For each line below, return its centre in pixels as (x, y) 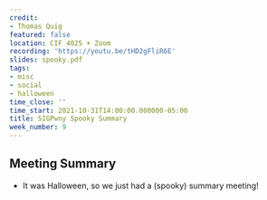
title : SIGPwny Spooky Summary (68, 119)
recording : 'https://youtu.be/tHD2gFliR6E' (93, 52)
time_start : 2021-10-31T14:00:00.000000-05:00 (99, 110)
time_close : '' (38, 102)
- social (26, 85)
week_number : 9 (38, 128)
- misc (22, 77)
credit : (24, 18)
